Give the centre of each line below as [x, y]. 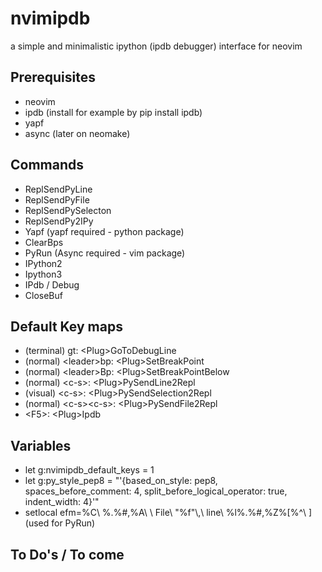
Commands [47, 165]
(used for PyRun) [60, 523]
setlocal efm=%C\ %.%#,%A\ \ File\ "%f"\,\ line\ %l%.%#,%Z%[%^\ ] [168, 513]
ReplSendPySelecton [68, 210]
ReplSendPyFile [57, 199]
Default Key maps [66, 326]
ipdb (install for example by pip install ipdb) [113, 112]
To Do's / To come [67, 554]
